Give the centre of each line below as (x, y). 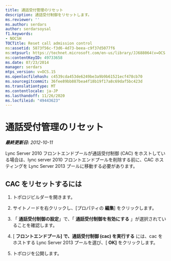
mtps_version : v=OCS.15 (31, 72)
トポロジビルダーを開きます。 (44, 197)
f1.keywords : (19, 34)
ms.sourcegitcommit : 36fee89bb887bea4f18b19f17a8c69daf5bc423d (74, 81)
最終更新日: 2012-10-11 (29, 143)
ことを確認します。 (37, 225)
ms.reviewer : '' (22, 19)
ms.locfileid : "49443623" (33, 100)
